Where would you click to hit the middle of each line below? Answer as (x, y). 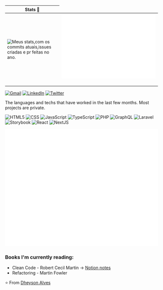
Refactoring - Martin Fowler (40, 273)
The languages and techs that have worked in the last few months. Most (77, 102)
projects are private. (25, 108)
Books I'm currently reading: (39, 257)
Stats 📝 (32, 9)
